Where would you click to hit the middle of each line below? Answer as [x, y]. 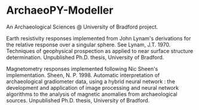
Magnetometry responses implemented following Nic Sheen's [82, 68]
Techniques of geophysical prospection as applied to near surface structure [100, 51]
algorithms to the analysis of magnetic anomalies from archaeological [92, 94]
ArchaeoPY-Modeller [60, 10]
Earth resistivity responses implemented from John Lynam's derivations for [99, 38]
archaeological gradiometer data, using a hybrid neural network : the [91, 81]
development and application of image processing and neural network [93, 87]
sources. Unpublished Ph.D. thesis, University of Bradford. [78, 100]
